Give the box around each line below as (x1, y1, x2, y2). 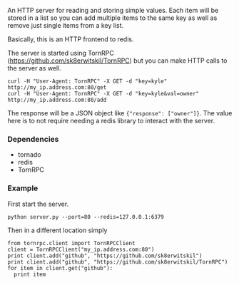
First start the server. (7, 199, 69, 208)
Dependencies (7, 134, 59, 144)
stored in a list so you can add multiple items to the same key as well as (7, 14, 218, 22)
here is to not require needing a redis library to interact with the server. (7, 117, 215, 125)
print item (14, 271, 46, 278)
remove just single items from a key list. (7, 21, 124, 29)
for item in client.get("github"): (7, 264, 113, 271)
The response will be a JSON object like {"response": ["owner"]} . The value (7, 109, 233, 117)
